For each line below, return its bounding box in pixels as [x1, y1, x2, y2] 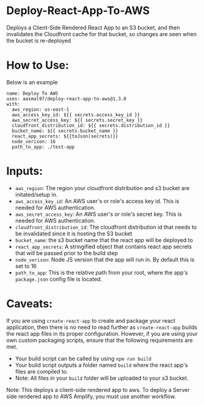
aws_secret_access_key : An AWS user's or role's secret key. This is [15, 210, 182, 218]
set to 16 [15, 262, 37, 270]
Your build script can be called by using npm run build [15, 355, 152, 362]
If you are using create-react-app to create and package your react [6, 317, 175, 324]
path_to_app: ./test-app [12, 144, 75, 150]
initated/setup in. [15, 191, 58, 198]
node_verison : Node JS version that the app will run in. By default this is [15, 256, 195, 263]
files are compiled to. [15, 367, 68, 375]
